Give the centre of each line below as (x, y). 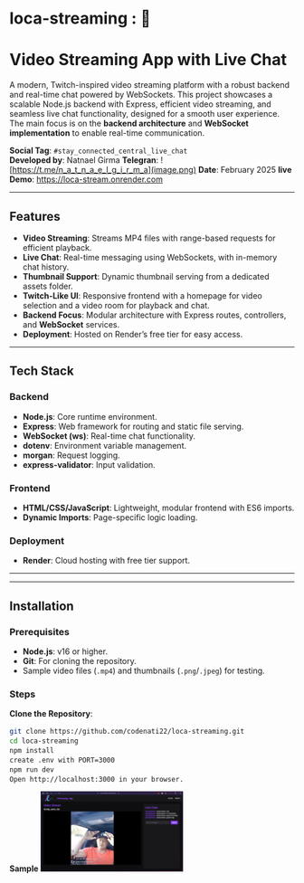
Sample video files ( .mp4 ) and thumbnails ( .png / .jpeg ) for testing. (143, 670)
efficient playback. (57, 247)
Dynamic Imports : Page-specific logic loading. (110, 517)
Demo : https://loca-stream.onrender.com (86, 179)
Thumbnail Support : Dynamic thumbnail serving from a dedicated (146, 276)
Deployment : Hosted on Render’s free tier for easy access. (133, 334)
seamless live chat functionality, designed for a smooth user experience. (145, 114)
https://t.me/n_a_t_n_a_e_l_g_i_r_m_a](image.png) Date (114, 170)
